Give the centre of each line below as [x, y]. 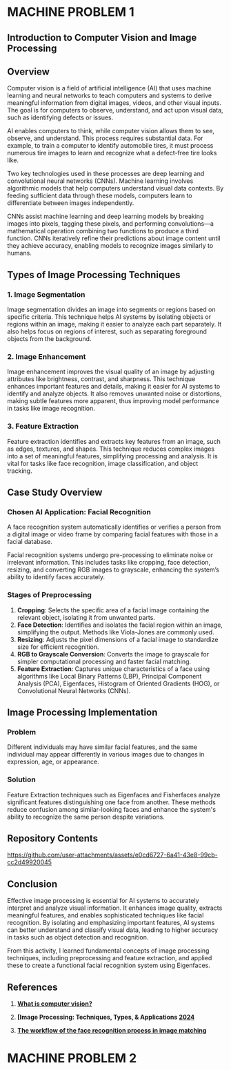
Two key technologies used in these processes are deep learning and [106, 174]
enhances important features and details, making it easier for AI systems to [114, 387]
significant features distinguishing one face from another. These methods [111, 802]
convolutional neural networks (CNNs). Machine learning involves [100, 181]
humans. [20, 253]
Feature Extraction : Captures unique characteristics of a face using [113, 669]
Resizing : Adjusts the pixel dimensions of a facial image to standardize [118, 639]
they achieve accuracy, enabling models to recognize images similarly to [110, 246]
